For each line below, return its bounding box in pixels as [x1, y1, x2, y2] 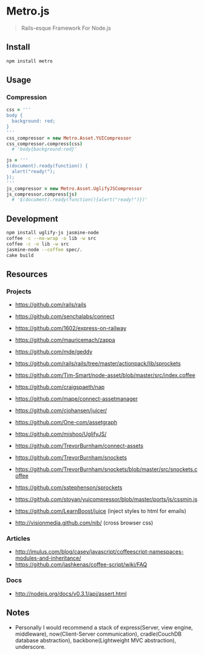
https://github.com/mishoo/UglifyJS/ [15, 430, 107, 438]
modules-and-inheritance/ [15, 554, 81, 562]
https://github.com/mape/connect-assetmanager [15, 395, 138, 402]
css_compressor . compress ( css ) [6, 141, 83, 147]
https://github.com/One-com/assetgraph [15, 419, 117, 426]
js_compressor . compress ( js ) [6, 191, 78, 197]
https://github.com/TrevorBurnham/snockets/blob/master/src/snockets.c [15, 466, 198, 473]
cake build [6, 252, 34, 259]
